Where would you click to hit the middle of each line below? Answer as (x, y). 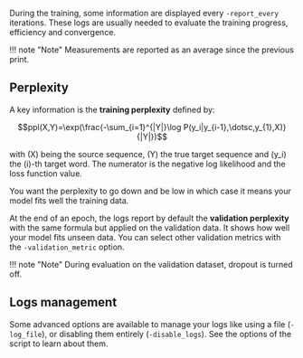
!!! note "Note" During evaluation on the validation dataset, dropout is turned (151, 264)
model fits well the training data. (69, 200)
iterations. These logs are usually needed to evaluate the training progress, (149, 23)
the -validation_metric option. (67, 247)
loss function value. (46, 173)
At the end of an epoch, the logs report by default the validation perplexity (149, 218)
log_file (26, 334)
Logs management (63, 302)
